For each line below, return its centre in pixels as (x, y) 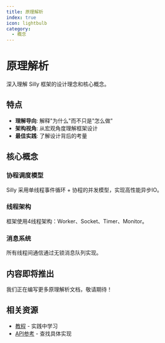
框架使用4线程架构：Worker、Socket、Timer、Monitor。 (77, 221)
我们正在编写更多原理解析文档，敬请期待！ (59, 289)
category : (19, 29)
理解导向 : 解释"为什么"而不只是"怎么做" (64, 120)
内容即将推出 (30, 274)
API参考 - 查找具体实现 (43, 333)
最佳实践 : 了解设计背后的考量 (51, 136)
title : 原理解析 (25, 12)
